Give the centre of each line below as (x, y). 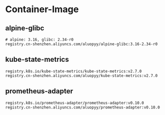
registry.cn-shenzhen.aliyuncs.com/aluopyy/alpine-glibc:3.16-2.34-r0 (81, 44)
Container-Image (42, 9)
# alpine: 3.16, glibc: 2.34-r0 (39, 40)
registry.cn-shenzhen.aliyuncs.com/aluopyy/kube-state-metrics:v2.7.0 (81, 75)
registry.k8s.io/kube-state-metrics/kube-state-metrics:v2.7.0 (74, 71)
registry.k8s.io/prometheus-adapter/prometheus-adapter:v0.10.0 (75, 103)
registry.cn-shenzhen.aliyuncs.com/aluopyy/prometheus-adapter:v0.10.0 (82, 107)
